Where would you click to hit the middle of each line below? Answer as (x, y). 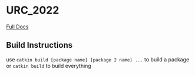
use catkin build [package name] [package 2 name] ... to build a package (98, 59)
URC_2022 (33, 10)
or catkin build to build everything (49, 66)
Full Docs (17, 27)
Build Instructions (39, 45)
